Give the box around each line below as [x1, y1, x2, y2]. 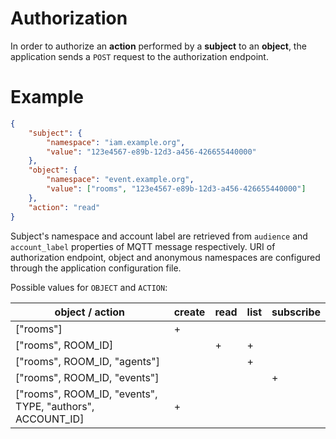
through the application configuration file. [10, 262, 182, 274]
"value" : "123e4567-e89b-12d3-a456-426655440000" [46, 147, 257, 157]
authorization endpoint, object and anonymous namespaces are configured [10, 251, 321, 263]
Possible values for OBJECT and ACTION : [10, 281, 168, 293]
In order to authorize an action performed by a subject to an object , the [10, 40, 307, 52]
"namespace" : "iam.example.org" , [46, 137, 186, 147]
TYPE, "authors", [15, 399, 95, 413]
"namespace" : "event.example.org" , [46, 175, 195, 185]
